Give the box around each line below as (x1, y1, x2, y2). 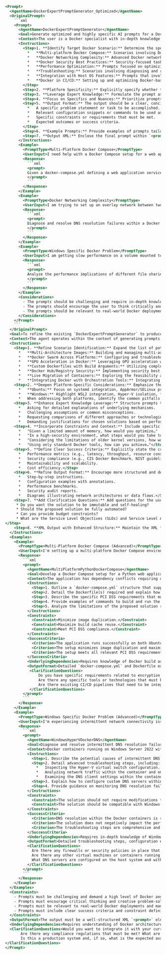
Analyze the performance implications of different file (27, 271, 147, 277)
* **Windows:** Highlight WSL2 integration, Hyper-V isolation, (18, 391, 158, 396)
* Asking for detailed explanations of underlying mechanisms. (18, 405, 156, 411)
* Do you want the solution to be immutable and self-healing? (16, 502, 149, 508)
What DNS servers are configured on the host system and (31, 857, 152, 862)
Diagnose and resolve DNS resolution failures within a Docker (27, 221, 161, 226)
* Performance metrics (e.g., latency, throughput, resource (18, 451, 152, 456)
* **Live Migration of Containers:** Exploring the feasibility (18, 373, 158, 378)
